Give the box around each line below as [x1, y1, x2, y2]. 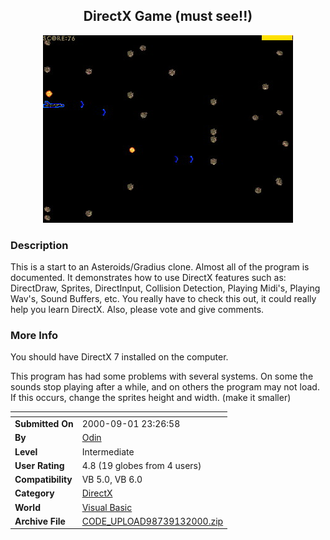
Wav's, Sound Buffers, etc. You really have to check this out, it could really [10, 293, 317, 305]
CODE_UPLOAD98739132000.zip [81, 515, 224, 527]
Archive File [14, 515, 66, 527]
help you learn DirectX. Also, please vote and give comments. [10, 304, 265, 316]
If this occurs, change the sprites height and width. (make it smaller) [10, 392, 292, 404]
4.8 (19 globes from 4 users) [81, 459, 202, 471]
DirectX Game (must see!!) [83, 8, 253, 25]
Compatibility [14, 474, 73, 486]
